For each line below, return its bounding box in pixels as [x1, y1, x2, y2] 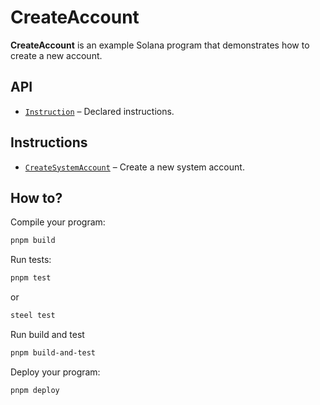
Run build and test [10, 329, 85, 340]
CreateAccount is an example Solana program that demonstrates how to [10, 39, 310, 51]
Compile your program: [10, 216, 106, 228]
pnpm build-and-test [10, 348, 97, 358]
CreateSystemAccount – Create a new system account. [24, 161, 245, 173]
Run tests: [10, 254, 52, 266]
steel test [10, 311, 56, 321]
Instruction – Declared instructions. [24, 105, 175, 117]
